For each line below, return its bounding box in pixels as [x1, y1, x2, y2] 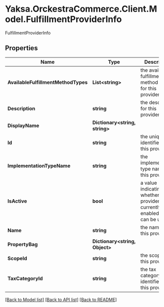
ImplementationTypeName [7, 162, 71, 169]
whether [140, 192, 160, 198]
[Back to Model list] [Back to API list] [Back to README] [5, 296, 117, 303]
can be [140, 216, 156, 223]
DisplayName [7, 122, 40, 129]
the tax [140, 266, 157, 272]
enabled [140, 210, 160, 216]
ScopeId [7, 255, 27, 262]
